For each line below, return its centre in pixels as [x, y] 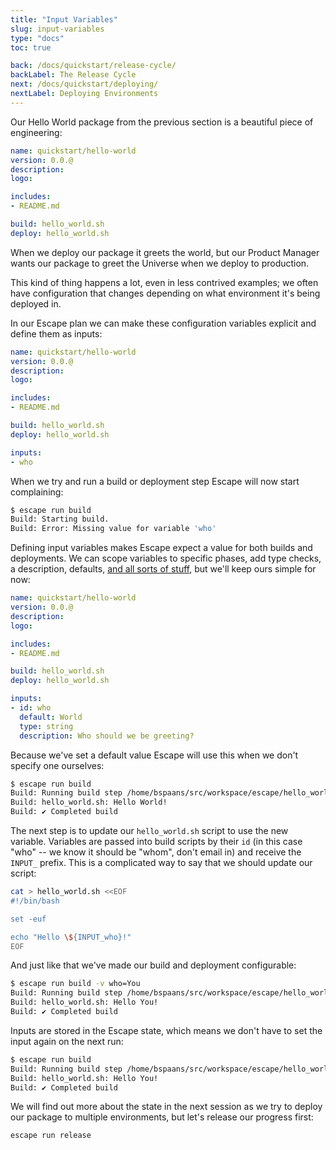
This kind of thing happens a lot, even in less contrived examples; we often [164, 282]
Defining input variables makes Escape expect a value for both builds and [161, 548]
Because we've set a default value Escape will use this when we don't [154, 755]
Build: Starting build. [60, 519]
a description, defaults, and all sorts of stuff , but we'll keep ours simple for [163, 569]
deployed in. [36, 303]
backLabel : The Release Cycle [73, 75]
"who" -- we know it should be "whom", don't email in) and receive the [156, 852]
